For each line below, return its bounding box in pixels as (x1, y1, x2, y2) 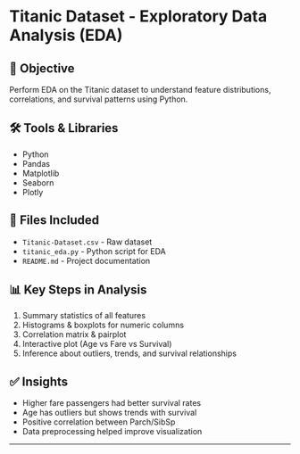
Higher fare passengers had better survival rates (21, 398, 202, 409)
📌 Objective (9, 61, 75, 76)
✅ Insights (9, 374, 69, 389)
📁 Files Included (9, 212, 100, 228)
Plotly (21, 186, 44, 197)
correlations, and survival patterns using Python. (9, 94, 188, 104)
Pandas (21, 158, 51, 169)
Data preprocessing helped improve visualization (21, 426, 203, 437)
